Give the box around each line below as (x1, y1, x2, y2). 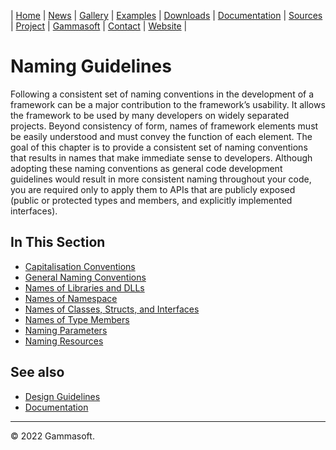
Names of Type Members (24, 313, 130, 325)
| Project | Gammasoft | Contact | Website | (10, 20, 188, 32)
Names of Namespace (24, 292, 118, 304)
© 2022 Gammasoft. (10, 430, 95, 442)
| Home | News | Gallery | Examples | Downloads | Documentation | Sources (10, 10, 323, 21)
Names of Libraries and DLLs (24, 281, 145, 294)
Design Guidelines (24, 390, 101, 402)
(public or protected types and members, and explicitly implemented (10, 194, 293, 206)
